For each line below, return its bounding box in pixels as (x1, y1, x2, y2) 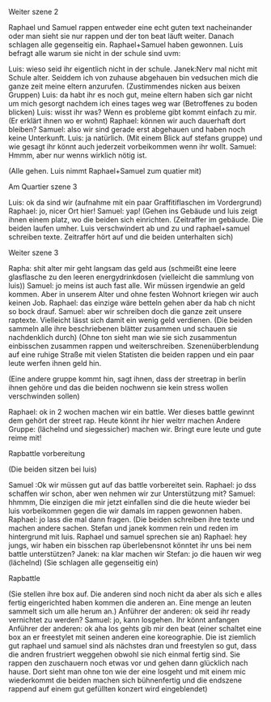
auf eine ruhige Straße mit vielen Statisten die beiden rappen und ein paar (8, 350, 255, 360)
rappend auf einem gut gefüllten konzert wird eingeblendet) (8, 684, 208, 693)
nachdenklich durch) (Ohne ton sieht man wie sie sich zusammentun (8, 333, 237, 342)
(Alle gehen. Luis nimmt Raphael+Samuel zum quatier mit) (8, 166, 202, 175)
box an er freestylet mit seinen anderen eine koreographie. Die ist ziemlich (8, 632, 256, 642)
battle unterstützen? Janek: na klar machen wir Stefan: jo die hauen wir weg (8, 549, 261, 558)
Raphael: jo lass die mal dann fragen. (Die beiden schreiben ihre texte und (8, 515, 255, 524)
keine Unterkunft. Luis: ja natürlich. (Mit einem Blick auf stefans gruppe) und (8, 133, 263, 143)
